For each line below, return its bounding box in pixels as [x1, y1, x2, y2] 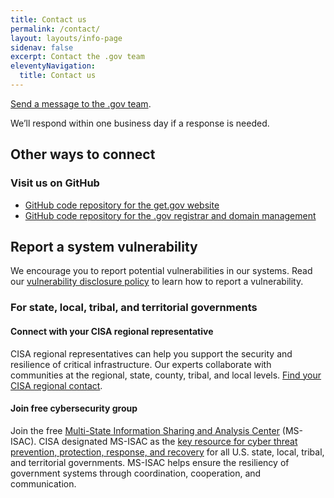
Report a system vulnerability [10, 238, 198, 255]
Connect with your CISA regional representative [10, 325, 214, 337]
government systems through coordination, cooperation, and [10, 467, 262, 479]
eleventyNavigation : [10, 61, 97, 71]
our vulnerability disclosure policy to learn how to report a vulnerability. [10, 276, 304, 288]
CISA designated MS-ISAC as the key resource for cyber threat [38, 435, 298, 447]
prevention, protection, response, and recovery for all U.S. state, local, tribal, [10, 446, 325, 458]
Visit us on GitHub [10, 176, 100, 190]
